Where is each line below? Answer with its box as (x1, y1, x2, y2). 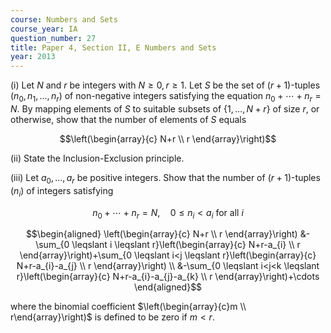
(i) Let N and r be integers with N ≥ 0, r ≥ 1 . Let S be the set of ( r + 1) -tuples (10, 79, 321, 91)
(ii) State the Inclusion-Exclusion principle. (10, 152, 185, 164)
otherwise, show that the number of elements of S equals (10, 113, 247, 125)
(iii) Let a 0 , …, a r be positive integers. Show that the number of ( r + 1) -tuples (10, 171, 321, 186)
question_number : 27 (10, 33, 97, 43)
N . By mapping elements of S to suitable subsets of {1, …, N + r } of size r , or (10, 102, 320, 115)
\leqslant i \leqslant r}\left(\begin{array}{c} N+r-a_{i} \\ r (71, 239, 301, 251)
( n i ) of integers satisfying (10, 184, 114, 199)
